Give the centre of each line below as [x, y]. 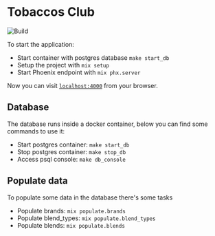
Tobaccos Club [51, 12]
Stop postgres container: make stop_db [71, 151]
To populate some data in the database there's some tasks [90, 197]
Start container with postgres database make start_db [93, 57]
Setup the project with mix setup [63, 65]
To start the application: [41, 44]
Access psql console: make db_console [71, 159]
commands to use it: [36, 131]
